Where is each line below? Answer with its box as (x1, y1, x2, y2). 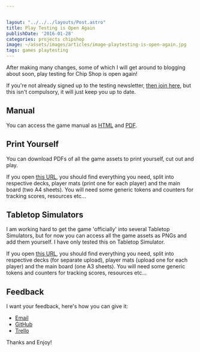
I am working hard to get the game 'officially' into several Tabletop (6, 226, 170, 233)
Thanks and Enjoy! (6, 339, 52, 346)
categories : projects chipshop (6, 36, 85, 42)
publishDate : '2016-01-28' (6, 31, 74, 37)
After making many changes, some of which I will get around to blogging (6, 64, 186, 71)
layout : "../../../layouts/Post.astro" (6, 19, 106, 25)
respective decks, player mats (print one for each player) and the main (6, 179, 181, 187)
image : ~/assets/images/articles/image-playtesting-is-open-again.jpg (6, 42, 187, 48)
